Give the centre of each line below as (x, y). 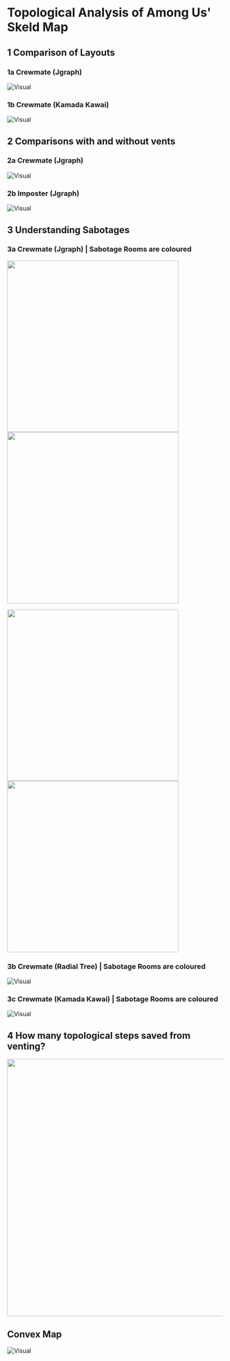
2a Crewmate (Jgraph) (46, 160)
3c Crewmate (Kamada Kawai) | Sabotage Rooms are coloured (113, 999)
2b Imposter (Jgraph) (43, 193)
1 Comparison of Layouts (61, 52)
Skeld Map (38, 27)
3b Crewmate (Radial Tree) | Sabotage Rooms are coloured (106, 966)
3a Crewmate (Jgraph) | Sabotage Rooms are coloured (99, 250)
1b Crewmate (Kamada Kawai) (58, 104)
